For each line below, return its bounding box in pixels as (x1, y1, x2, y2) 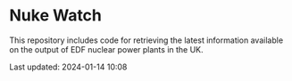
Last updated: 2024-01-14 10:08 (9, 61, 128, 72)
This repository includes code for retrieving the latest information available (9, 35, 284, 45)
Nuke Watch (9, 5, 103, 26)
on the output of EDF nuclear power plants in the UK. (9, 44, 204, 54)
